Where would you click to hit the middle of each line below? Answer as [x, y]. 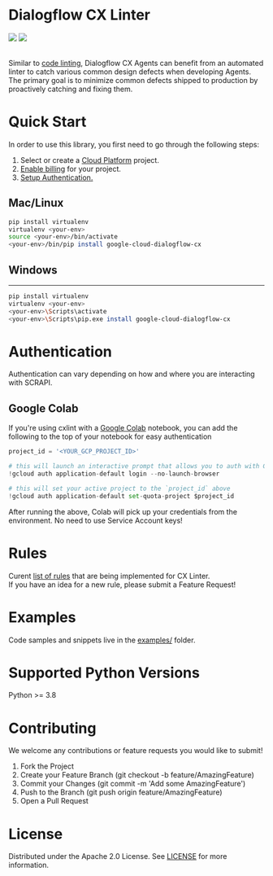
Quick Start [48, 122]
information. [29, 865]
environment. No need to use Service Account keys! [95, 520]
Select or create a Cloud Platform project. [90, 160]
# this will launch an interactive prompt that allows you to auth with [134, 466]
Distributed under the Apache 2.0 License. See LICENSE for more [118, 856]
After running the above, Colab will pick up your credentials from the [123, 511]
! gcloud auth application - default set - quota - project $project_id [121, 496]
